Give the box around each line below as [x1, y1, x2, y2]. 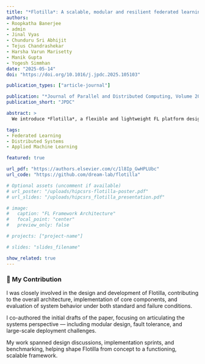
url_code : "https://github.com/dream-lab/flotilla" [6, 172, 140, 178]
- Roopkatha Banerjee [6, 20, 62, 26]
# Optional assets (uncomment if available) [6, 183, 121, 189]
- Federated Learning [6, 133, 62, 139]
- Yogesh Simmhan [6, 60, 51, 66]
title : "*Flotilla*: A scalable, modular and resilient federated [6, 9, 179, 15]
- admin [6, 26, 26, 32]
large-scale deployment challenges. [6, 327, 96, 334]
